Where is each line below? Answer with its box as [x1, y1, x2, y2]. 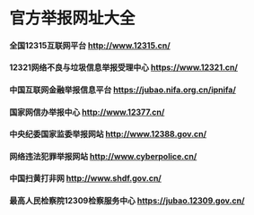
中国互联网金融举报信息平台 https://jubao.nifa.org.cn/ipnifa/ [9, 84, 236, 95]
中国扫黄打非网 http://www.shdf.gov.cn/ [9, 173, 162, 184]
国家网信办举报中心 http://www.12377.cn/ [9, 107, 165, 117]
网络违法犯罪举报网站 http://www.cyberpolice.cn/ [9, 150, 197, 161]
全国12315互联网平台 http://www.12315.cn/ [9, 39, 171, 50]
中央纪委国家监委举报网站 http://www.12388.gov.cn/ [9, 129, 207, 140]
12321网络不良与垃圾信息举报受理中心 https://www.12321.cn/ [9, 62, 238, 73]
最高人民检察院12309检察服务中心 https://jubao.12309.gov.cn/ [9, 194, 245, 206]
